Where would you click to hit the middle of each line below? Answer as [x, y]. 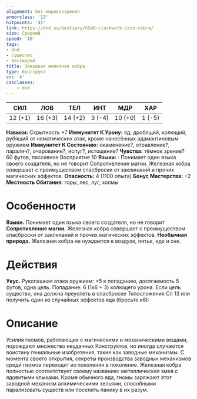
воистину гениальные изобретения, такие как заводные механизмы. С [95, 352]
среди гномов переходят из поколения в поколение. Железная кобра [94, 364]
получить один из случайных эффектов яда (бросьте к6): [78, 300]
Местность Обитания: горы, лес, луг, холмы [62, 182]
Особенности [41, 206]
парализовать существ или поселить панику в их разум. [77, 390]
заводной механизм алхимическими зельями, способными [81, 383]
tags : [13, 45]
